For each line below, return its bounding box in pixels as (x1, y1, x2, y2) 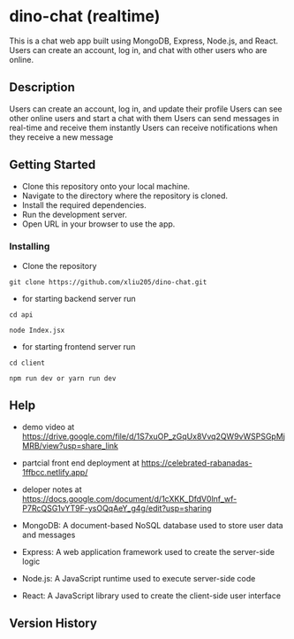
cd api (9, 310, 34, 319)
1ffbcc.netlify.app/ (21, 466, 88, 477)
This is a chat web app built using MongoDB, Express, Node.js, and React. (9, 35, 279, 46)
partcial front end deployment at (21, 458, 139, 468)
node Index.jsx (9, 326, 65, 335)
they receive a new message (9, 131, 114, 142)
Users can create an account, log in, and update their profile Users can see (9, 104, 283, 114)
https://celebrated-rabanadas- (140, 458, 253, 468)
